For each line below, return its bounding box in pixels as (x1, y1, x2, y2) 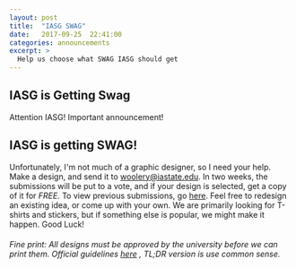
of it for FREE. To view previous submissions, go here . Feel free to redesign (9, 190, 287, 201)
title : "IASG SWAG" (9, 22, 87, 30)
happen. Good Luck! (9, 219, 85, 229)
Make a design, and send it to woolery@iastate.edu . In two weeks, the (9, 171, 268, 182)
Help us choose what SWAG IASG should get (17, 55, 178, 64)
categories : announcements (9, 38, 110, 48)
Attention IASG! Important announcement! (9, 111, 164, 122)
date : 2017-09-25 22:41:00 (9, 30, 123, 39)
